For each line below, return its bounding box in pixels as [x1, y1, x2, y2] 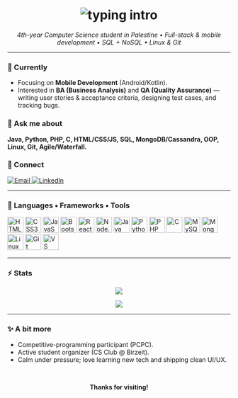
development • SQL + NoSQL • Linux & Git [57, 38, 181, 46]
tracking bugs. [17, 101, 60, 110]
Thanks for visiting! [89, 382, 149, 391]
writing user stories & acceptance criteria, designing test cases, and [17, 93, 217, 102]
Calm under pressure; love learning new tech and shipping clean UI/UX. [17, 355, 227, 364]
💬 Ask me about [7, 119, 62, 129]
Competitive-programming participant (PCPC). [17, 340, 154, 348]
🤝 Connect [7, 160, 45, 170]
